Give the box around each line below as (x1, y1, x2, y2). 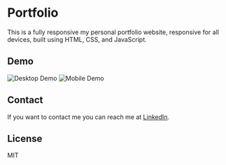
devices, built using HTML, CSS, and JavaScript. (7, 35, 147, 43)
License (7, 132, 43, 144)
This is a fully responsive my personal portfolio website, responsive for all (7, 28, 219, 36)
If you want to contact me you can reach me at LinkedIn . (7, 113, 170, 121)
